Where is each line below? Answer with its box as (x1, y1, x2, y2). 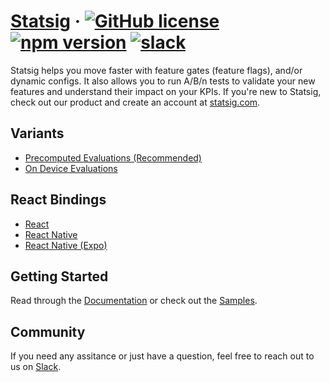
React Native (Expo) (24, 239, 108, 251)
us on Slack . (10, 361, 62, 373)
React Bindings (10, 191, 107, 209)
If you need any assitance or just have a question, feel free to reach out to (10, 350, 315, 362)
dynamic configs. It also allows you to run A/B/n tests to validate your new (10, 75, 316, 87)
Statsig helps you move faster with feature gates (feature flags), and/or (10, 64, 303, 76)
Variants (10, 125, 65, 142)
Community (10, 323, 86, 340)
